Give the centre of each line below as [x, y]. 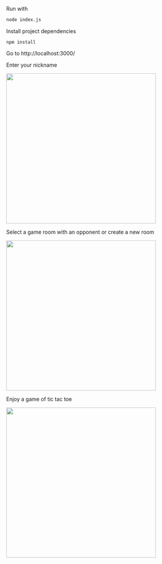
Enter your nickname [32, 65]
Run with [17, 9]
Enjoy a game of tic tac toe [39, 399]
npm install [21, 42]
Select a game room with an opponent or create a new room [80, 232]
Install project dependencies [41, 31]
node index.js [24, 20]
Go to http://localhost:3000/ [41, 53]
